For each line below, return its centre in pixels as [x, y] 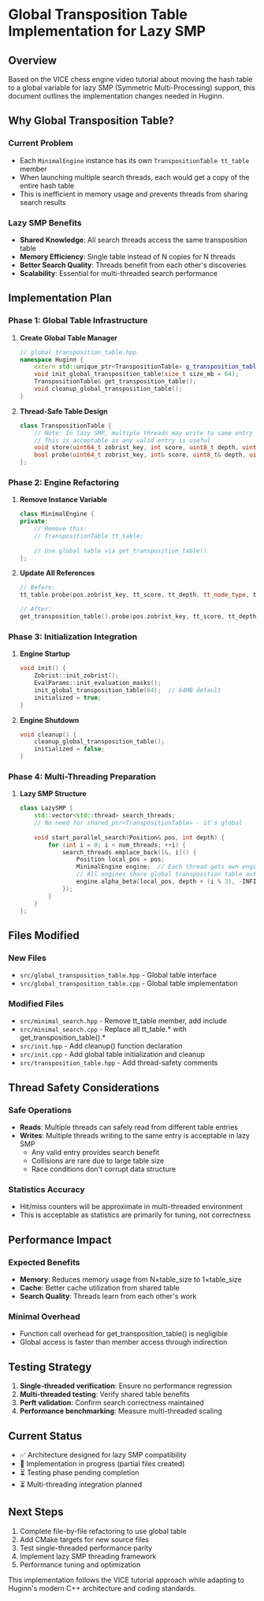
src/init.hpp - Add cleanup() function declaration [101, 1046]
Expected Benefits [44, 1262]
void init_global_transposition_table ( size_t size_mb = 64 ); [136, 374]
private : [34, 522]
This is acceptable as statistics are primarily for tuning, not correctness [135, 1215]
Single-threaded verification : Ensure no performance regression [126, 1386]
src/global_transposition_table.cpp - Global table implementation [128, 984]
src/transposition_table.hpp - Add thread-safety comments [119, 1063]
